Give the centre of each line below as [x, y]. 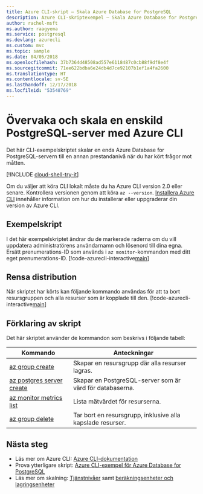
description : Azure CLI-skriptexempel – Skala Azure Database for [92, 18]
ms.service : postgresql [36, 34]
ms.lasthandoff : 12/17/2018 [42, 85]
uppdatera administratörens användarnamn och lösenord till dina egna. [95, 245]
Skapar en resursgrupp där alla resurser [130, 363]
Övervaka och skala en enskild [85, 120]
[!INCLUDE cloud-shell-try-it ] [43, 174]
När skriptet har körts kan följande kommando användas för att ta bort [93, 292]
